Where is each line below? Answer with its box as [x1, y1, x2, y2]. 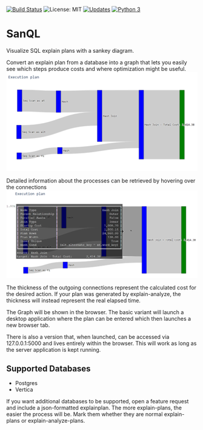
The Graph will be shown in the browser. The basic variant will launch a [6, 308, 184, 315]
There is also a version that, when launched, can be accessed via [6, 333, 170, 340]
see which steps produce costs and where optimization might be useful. [6, 65, 187, 72]
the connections [6, 183, 47, 190]
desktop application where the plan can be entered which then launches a [6, 315, 191, 322]
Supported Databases [6, 364, 91, 374]
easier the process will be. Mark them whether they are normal [6, 411, 163, 418]
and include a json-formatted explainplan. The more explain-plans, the [6, 404, 182, 412]
